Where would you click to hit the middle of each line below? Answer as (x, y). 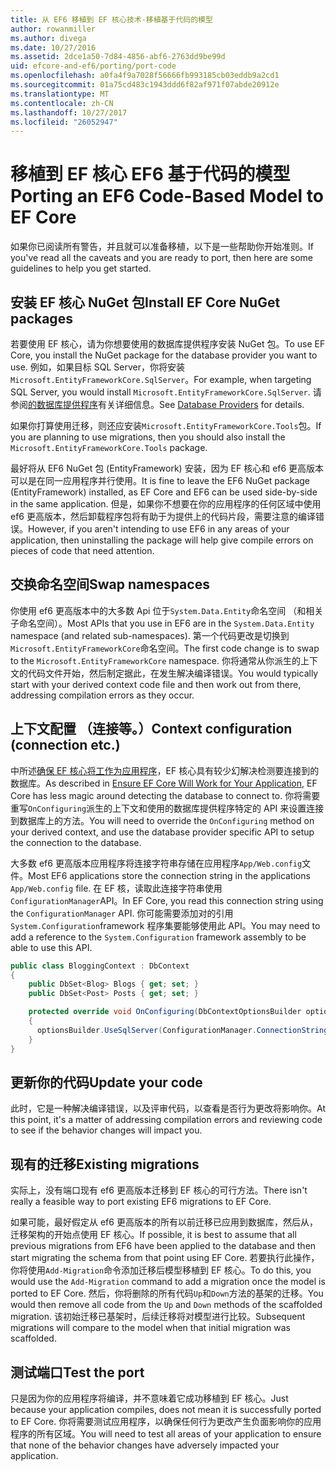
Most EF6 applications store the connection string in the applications (169, 875)
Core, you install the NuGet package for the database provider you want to (164, 355)
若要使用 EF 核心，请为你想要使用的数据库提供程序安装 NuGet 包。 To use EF (168, 344)
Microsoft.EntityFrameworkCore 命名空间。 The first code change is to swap (165, 648)
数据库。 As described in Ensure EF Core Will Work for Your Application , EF (164, 783)
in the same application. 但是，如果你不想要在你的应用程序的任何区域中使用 (166, 504)
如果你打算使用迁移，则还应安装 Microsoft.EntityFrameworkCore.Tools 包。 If (166, 425)
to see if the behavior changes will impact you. (106, 1130)
